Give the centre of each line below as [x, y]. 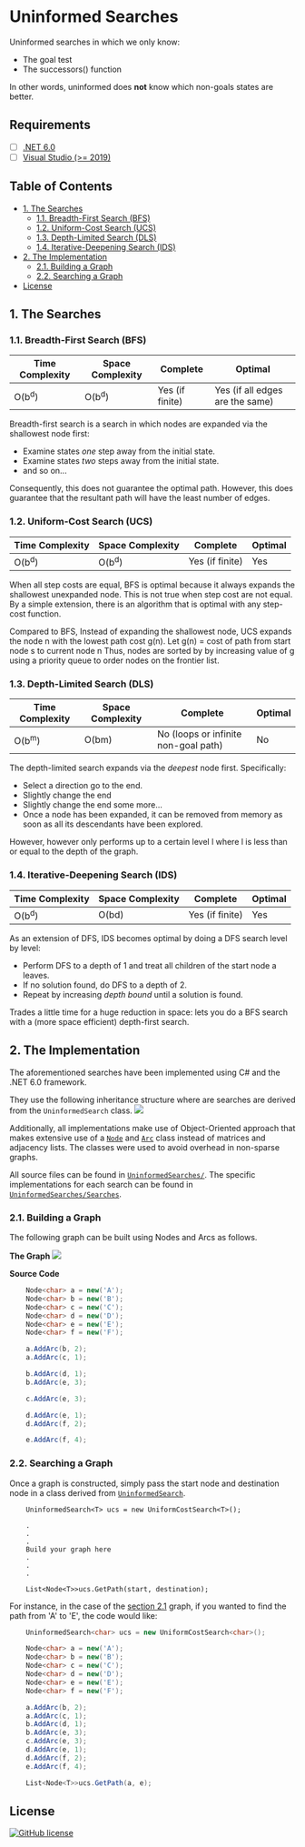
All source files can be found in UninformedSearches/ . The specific [133, 1174]
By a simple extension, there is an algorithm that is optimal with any [135, 604]
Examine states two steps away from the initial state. [121, 461]
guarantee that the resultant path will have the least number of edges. [140, 498]
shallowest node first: [49, 434]
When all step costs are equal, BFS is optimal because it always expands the [152, 585]
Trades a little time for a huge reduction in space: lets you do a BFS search [149, 1012]
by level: [25, 948]
